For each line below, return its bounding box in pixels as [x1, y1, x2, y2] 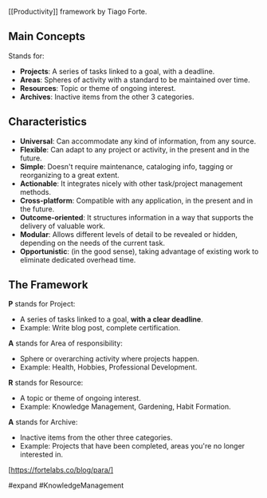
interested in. [19, 450, 64, 460]
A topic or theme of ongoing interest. [19, 393, 141, 403]
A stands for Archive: [8, 417, 78, 427]
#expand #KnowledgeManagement [8, 480, 124, 490]
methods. [19, 187, 52, 196]
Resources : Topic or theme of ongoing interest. [19, 83, 177, 93]
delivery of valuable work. [19, 221, 105, 231]
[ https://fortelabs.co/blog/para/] [8, 465, 114, 475]
